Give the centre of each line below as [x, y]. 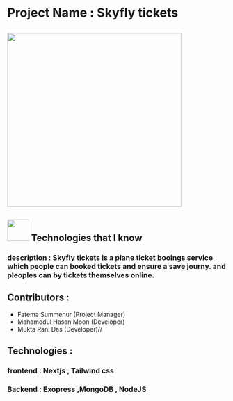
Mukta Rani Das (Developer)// [60, 329]
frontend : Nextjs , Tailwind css [61, 371]
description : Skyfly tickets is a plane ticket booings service [110, 257]
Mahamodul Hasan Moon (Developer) [71, 322]
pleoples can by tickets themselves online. [81, 275]
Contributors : [38, 298]
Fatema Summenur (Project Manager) [71, 314]
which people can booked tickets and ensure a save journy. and [116, 266]
